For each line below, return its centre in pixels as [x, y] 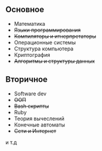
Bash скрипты [31, 106]
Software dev [30, 94]
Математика [29, 23]
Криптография [32, 54]
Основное [25, 10]
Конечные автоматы [40, 125]
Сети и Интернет [35, 131]
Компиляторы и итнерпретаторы [55, 36]
